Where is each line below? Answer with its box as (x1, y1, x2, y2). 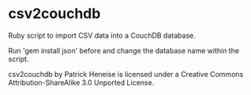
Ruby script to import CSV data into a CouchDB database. (8, 31, 196, 40)
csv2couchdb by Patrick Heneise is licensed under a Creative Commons (8, 69, 244, 79)
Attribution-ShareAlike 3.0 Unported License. (8, 78, 155, 87)
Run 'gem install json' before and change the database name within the (8, 46, 239, 55)
